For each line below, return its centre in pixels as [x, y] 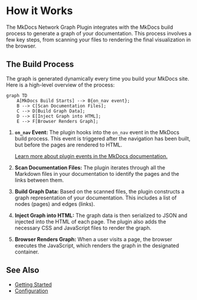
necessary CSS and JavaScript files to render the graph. [83, 228]
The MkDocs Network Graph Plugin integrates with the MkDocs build [90, 27]
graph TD [17, 95]
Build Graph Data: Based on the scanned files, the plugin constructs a [99, 191]
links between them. [39, 180]
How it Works [40, 11]
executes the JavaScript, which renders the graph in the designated [97, 245]
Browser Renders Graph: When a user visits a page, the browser [93, 239]
